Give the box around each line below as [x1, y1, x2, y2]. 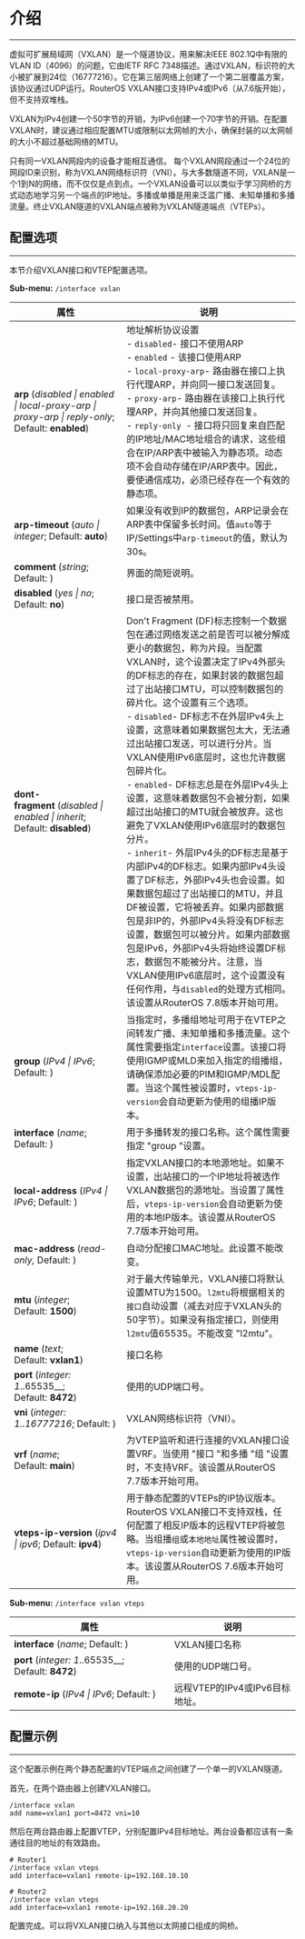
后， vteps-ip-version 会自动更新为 [125, 1197, 274, 1210]
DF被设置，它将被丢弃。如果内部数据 [125, 901, 284, 914]
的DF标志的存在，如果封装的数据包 [125, 669, 275, 682]
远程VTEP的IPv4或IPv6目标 [173, 1681, 291, 1694]
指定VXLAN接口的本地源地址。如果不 [125, 1156, 285, 1169]
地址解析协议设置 [125, 324, 200, 336]
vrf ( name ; [14, 1447, 61, 1460]
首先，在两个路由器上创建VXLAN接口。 [9, 1783, 156, 1794]
